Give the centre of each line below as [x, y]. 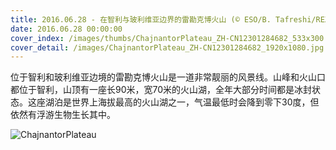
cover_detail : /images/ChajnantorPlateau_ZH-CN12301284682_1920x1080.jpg [167, 47]
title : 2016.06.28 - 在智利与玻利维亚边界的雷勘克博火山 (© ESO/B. [141, 19]
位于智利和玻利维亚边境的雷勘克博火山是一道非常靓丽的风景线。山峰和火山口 [168, 77]
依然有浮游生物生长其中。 [63, 115]
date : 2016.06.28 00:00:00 [66, 29]
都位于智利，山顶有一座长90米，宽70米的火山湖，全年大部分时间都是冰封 [161, 90]
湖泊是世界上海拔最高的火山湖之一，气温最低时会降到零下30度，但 [182, 102]
